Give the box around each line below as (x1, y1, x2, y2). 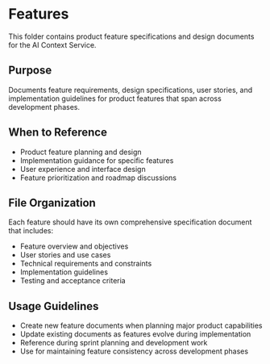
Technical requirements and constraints (19, 259, 152, 269)
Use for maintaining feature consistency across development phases (19, 346, 248, 356)
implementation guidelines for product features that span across (8, 94, 222, 103)
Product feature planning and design (19, 147, 143, 157)
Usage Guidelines (8, 299, 99, 313)
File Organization (8, 195, 97, 210)
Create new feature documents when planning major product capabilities (19, 320, 263, 331)
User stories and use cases (19, 250, 111, 260)
